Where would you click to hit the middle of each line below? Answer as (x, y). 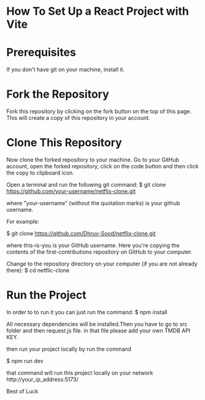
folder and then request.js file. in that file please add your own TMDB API (99, 331)
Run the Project (46, 295)
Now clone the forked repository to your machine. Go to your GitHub (93, 160)
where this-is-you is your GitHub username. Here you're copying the (93, 245)
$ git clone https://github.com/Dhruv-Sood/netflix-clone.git (81, 233)
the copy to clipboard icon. (41, 173)
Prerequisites (41, 53)
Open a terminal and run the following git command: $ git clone (86, 185)
